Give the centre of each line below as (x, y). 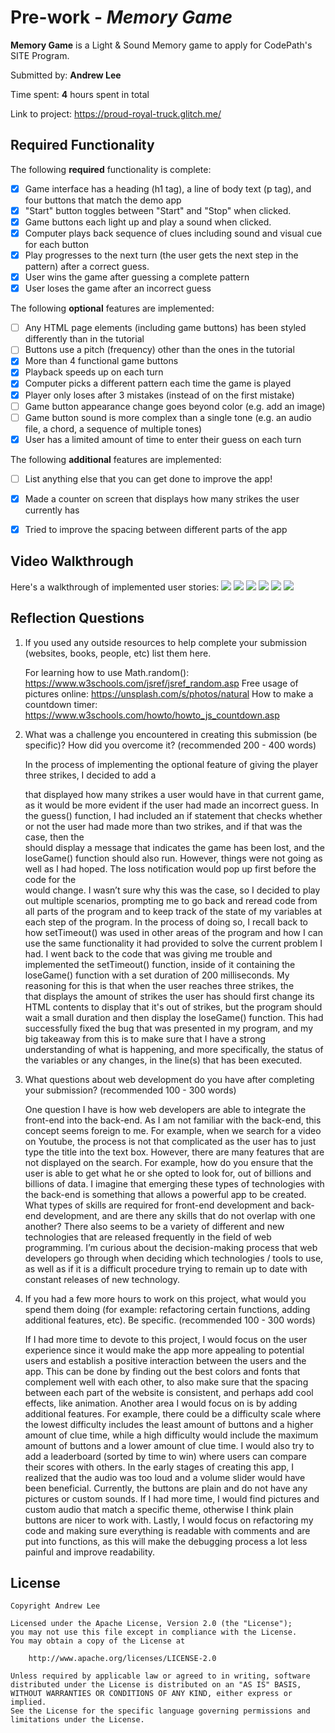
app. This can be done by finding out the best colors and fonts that (162, 1371)
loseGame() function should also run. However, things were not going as (173, 858)
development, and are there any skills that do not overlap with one (179, 1215)
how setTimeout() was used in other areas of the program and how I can (173, 932)
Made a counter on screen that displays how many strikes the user (162, 498)
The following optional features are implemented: (112, 308)
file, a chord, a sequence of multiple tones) (113, 428)
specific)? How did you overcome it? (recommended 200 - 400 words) (170, 745)
